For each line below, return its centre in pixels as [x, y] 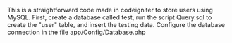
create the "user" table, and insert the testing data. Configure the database [116, 25]
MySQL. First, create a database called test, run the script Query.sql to [110, 17]
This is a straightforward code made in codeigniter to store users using [110, 10]
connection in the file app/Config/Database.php [77, 32]
